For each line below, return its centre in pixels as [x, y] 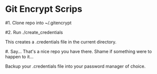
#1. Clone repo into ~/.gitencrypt [38, 23]
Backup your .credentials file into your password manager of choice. [76, 66]
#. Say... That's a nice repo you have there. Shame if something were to [78, 51]
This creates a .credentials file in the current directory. [61, 42]
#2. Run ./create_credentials [34, 32]
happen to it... [19, 56]
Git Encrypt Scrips [44, 9]
